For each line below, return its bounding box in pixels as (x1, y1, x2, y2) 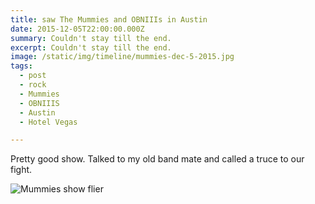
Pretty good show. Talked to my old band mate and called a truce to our (10, 153, 305, 165)
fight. (10, 164, 33, 176)
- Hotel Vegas (19, 117, 78, 127)
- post (19, 71, 47, 81)
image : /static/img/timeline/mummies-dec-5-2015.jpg (10, 52, 235, 62)
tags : (10, 61, 33, 71)
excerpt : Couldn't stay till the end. (10, 42, 172, 53)
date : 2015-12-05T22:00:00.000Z (10, 24, 145, 34)
